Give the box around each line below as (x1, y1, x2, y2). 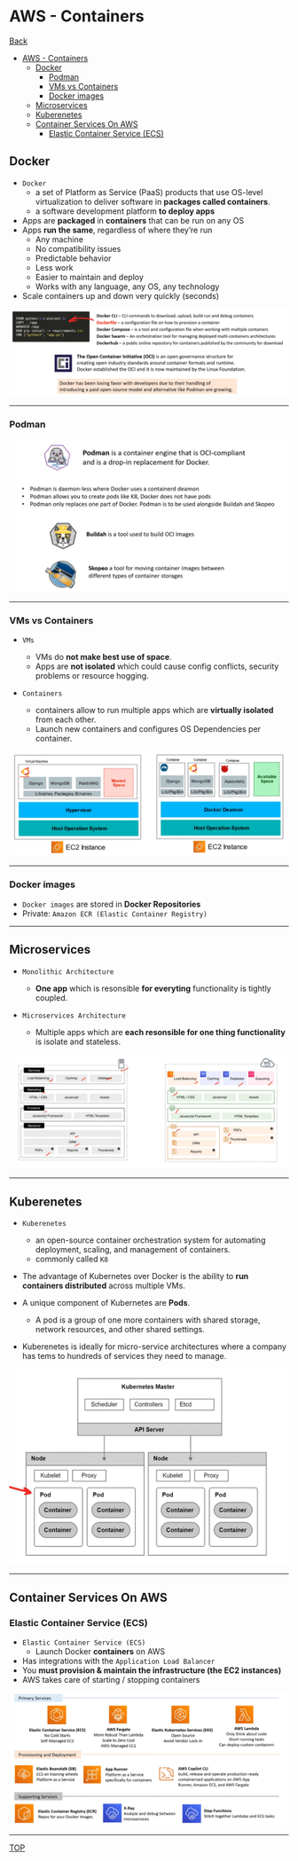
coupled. (35, 992, 68, 1003)
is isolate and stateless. (35, 1036, 122, 1047)
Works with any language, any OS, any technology (35, 281, 220, 292)
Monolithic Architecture (21, 967, 114, 977)
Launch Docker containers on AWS (35, 1646, 166, 1657)
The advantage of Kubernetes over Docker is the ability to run (21, 1271, 249, 1282)
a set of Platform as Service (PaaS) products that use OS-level (35, 186, 263, 197)
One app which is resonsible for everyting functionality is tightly (35, 983, 272, 993)
